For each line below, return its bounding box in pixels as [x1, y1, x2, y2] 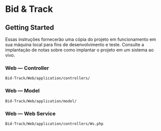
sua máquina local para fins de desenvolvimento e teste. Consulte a [5, 42, 145, 48]
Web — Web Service [5, 110, 56, 117]
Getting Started [5, 23, 54, 32]
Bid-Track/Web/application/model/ [5, 98, 77, 104]
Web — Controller [5, 65, 49, 71]
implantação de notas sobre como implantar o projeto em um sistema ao [5, 47, 154, 53]
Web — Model [5, 87, 40, 94]
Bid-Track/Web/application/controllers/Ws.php [5, 121, 104, 126]
